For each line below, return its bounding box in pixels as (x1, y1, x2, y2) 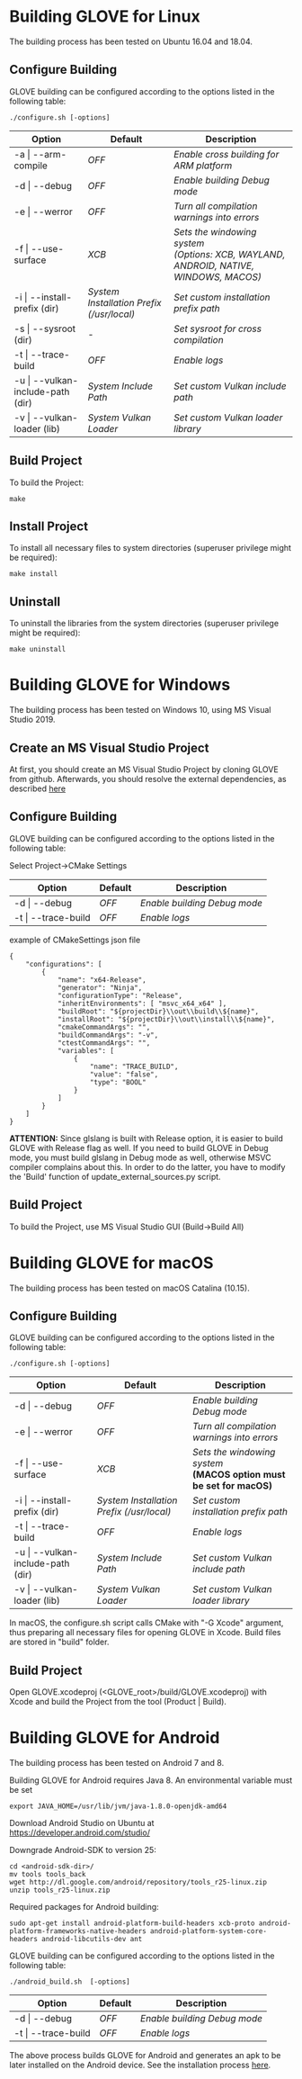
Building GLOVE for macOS (9, 1253, 214, 1273)
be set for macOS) (192, 1480, 272, 1492)
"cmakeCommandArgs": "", (57, 1022, 151, 1031)
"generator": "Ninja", (57, 983, 143, 992)
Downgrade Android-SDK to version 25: (9, 1845, 157, 1856)
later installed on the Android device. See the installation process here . (9, 2059, 271, 2071)
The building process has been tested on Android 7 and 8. (9, 1758, 225, 1768)
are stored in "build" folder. (9, 1636, 110, 1648)
